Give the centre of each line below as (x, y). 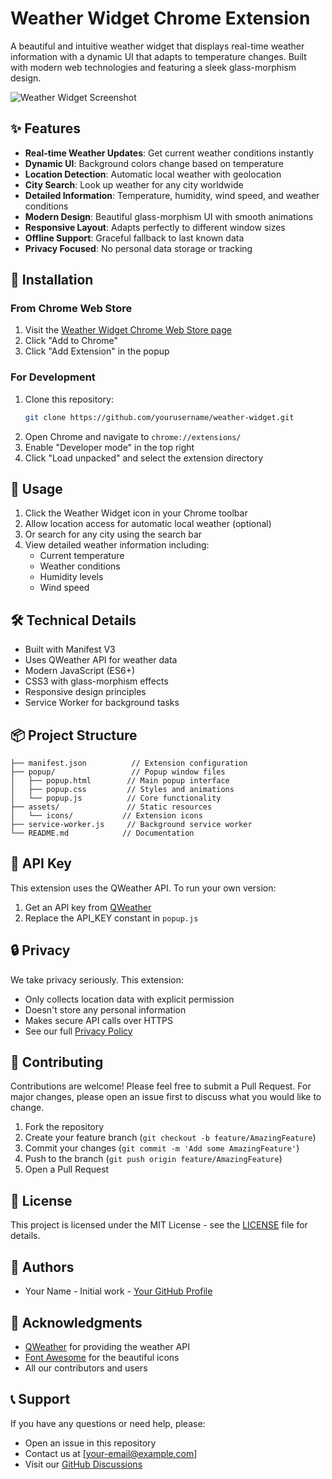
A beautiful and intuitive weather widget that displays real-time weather (157, 46)
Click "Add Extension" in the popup (97, 351)
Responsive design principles (85, 692)
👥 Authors (42, 1267)
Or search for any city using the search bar (113, 534)
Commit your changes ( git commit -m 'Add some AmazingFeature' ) (162, 1148)
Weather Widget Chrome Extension (160, 18)
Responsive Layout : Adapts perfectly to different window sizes (155, 227)
